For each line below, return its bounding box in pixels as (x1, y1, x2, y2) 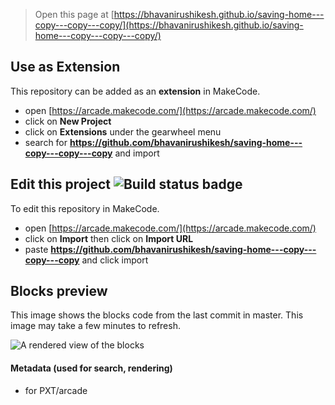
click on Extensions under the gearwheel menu (24, 125, 222, 138)
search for (24, 136, 68, 148)
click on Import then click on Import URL (24, 232, 194, 244)
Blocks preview (10, 283, 108, 300)
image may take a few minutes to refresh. (10, 320, 181, 332)
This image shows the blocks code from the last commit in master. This (10, 309, 304, 321)
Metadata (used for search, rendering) (10, 362, 173, 374)
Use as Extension (10, 59, 121, 76)
